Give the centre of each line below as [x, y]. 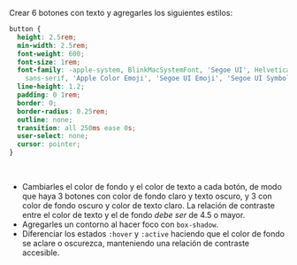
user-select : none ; [53, 136]
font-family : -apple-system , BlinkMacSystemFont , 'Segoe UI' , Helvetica [154, 70]
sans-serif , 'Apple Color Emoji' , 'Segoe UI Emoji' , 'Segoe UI [144, 79]
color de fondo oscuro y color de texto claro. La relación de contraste [148, 206]
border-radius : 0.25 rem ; [63, 111]
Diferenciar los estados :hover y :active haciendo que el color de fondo [153, 234]
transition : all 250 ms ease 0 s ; [77, 128]
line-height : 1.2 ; [51, 87]
